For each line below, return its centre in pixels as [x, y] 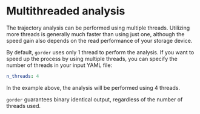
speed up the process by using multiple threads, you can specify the [92, 59]
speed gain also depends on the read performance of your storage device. [99, 40]
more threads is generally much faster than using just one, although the [95, 34]
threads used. [24, 106]
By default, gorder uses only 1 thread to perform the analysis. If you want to [100, 52]
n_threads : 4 [23, 76]
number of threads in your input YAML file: [59, 65]
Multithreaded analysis [66, 11]
